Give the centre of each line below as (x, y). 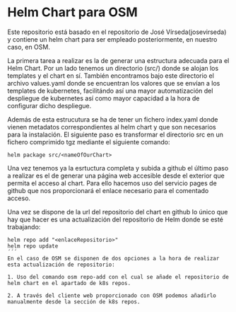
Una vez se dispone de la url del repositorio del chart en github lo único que (118, 212)
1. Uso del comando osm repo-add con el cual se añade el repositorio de (118, 277)
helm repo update (33, 246)
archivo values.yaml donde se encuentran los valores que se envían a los (114, 83)
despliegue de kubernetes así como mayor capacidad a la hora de (104, 98)
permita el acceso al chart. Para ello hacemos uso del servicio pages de (112, 183)
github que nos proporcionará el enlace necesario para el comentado (108, 190)
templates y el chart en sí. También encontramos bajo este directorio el (111, 76)
